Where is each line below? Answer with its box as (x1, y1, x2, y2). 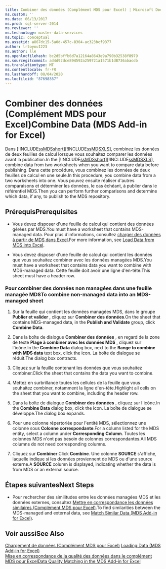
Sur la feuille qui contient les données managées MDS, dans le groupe (12, 309, 156, 315)
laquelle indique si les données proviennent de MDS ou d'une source (12, 456, 153, 462)
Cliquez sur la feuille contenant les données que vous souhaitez (12, 365, 142, 371)
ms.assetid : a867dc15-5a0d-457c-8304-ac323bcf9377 (5, 40, 112, 45)
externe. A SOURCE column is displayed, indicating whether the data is (12, 461, 156, 467)
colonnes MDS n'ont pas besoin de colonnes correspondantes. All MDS (12, 436, 157, 442)
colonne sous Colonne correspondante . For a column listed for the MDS (12, 425, 159, 431)
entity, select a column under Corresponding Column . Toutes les (12, 430, 146, 437)
